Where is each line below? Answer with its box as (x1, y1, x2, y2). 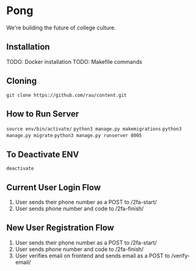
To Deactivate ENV (6, 149, 79, 159)
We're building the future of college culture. (6, 24, 116, 31)
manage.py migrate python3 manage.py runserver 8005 (6, 132, 142, 139)
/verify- (171, 252, 191, 259)
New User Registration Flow (6, 223, 114, 233)
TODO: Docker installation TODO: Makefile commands (6, 58, 142, 65)
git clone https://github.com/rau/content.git (6, 92, 127, 98)
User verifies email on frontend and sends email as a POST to (15, 252, 170, 259)
